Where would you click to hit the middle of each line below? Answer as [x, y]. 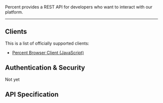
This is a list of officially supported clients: [47, 43]
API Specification [32, 95]
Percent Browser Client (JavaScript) [48, 52]
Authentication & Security [45, 68]
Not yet [12, 79]
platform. [14, 12]
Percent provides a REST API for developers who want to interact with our [79, 7]
